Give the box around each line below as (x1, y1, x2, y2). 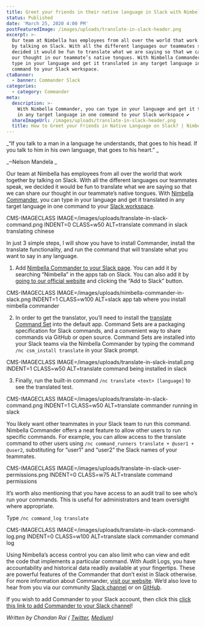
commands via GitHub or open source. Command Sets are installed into (15, 333, 195, 341)
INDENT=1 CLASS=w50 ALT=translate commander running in (44, 402, 198, 409)
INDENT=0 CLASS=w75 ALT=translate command (49, 471, 173, 479)
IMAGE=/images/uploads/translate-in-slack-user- (57, 465, 182, 472)
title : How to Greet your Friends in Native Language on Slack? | (12, 123, 184, 129)
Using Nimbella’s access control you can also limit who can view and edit (6, 551, 190, 558)
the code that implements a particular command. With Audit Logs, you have (6, 558, 196, 565)
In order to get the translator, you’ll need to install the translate (15, 314, 172, 322)
